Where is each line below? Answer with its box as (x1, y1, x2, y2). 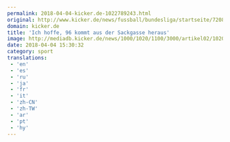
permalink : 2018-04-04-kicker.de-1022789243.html (7, 10, 152, 17)
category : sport (7, 48, 53, 55)
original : (7, 16, 36, 23)
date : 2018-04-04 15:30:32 (7, 42, 84, 48)
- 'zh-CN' (10, 99, 38, 106)
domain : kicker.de (7, 23, 60, 29)
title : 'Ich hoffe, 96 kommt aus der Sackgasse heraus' (7, 29, 170, 36)
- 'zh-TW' (10, 105, 38, 112)
